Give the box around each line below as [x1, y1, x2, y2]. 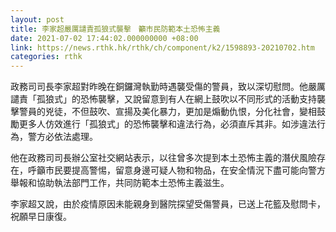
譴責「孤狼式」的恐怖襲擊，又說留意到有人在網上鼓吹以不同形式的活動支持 [10, 93, 317, 105]
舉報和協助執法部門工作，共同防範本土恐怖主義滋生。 [10, 177, 230, 189]
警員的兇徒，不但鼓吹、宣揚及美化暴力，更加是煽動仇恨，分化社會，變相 [18, 106, 317, 118]
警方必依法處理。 [27, 131, 98, 143]
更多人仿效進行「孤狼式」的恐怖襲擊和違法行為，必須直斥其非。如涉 [18, 118, 300, 130]
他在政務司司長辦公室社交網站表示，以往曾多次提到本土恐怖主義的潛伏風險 [10, 152, 317, 164]
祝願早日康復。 [10, 211, 72, 223]
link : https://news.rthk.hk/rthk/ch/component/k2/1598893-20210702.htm [10, 42, 315, 53]
